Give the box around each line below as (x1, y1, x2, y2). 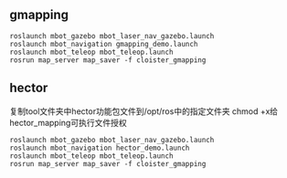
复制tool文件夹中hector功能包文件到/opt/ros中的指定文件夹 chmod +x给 (9, 105, 279, 117)
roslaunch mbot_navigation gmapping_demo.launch (9, 39, 198, 48)
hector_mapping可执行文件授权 (9, 117, 127, 128)
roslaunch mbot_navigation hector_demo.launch (9, 143, 190, 152)
